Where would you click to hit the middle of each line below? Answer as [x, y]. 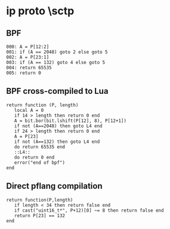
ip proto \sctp [40, 11]
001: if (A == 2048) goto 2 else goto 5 [57, 52]
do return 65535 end [40, 147]
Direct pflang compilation [54, 186]
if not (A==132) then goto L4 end [57, 142]
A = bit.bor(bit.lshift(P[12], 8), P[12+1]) [70, 121]
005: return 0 [24, 73]
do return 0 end [34, 157]
